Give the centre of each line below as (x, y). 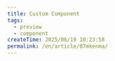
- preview (28, 27)
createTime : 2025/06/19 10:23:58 (56, 40)
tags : (15, 20)
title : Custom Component (43, 14)
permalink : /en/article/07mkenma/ (58, 46)
